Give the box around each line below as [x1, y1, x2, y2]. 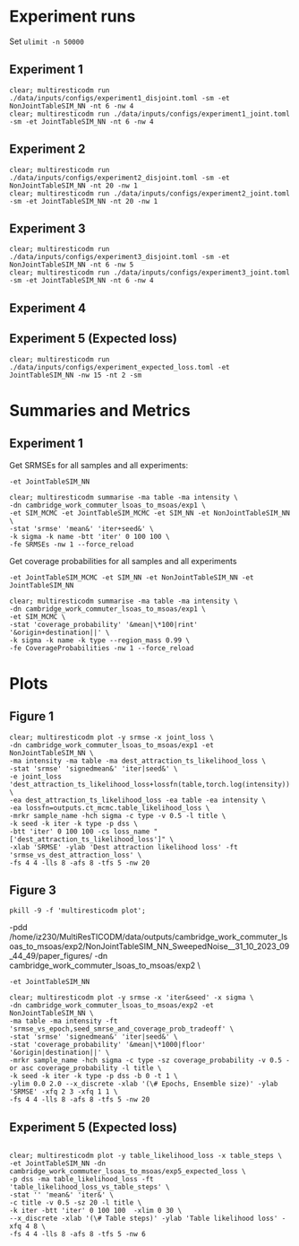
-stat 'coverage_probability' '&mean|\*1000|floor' [9, 1041, 206, 1050]
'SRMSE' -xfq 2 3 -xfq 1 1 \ [9, 1087, 118, 1096]
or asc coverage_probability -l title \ [9, 1064, 163, 1073]
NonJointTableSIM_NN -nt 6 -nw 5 [9, 260, 134, 270]
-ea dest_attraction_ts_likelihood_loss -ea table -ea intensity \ [9, 796, 267, 805]
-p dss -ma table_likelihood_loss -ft [9, 1175, 154, 1184]
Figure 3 [9, 882, 56, 898]
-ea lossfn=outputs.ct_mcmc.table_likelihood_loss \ [9, 803, 210, 813]
